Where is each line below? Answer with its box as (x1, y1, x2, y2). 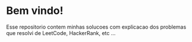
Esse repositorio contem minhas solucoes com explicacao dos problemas (6, 23, 187, 30)
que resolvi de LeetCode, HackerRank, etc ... (6, 29, 116, 36)
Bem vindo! (6, 4, 64, 17)
